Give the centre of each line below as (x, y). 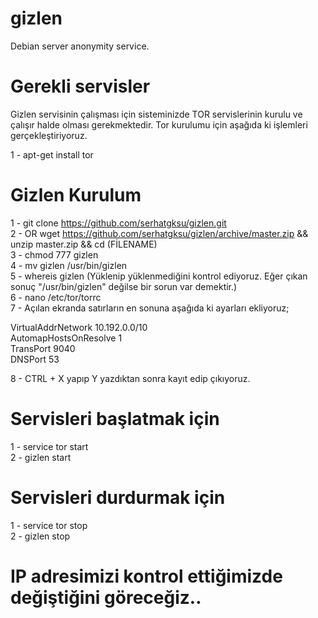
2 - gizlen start (41, 457)
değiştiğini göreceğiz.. (106, 597)
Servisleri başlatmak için (115, 419)
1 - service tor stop (49, 525)
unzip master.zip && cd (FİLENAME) (84, 244)
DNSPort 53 (35, 359)
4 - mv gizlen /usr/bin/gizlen (69, 265)
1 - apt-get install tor (52, 154)
